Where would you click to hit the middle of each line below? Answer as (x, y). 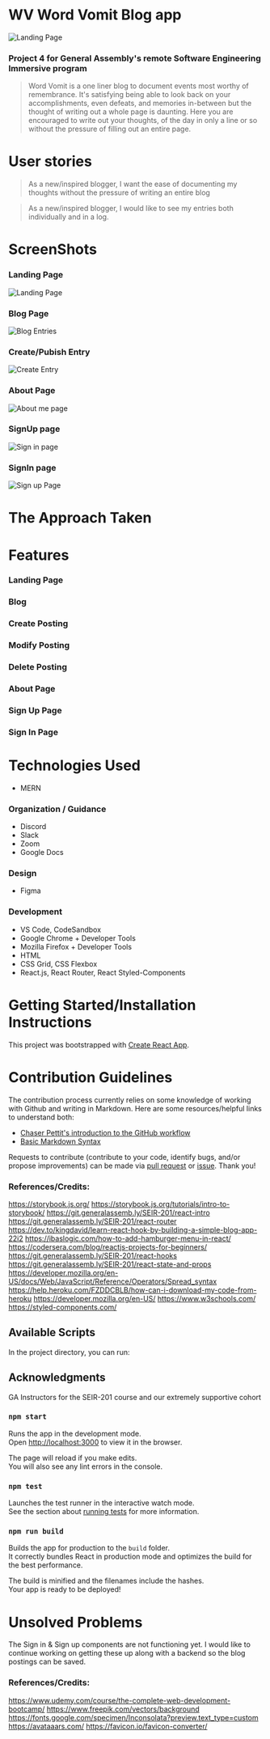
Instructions (50, 1022)
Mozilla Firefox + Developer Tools (76, 946)
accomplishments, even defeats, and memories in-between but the (140, 104)
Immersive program (48, 68)
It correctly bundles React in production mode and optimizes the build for (130, 1557)
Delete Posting (38, 667)
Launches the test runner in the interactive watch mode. (102, 1503)
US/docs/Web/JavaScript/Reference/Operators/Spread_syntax (113, 1281)
